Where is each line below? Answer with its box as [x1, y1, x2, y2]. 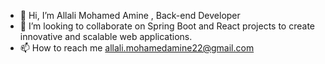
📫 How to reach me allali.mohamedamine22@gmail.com [19, 42, 255, 54]
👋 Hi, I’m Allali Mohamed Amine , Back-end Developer [19, 10, 241, 21]
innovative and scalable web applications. [19, 31, 193, 42]
